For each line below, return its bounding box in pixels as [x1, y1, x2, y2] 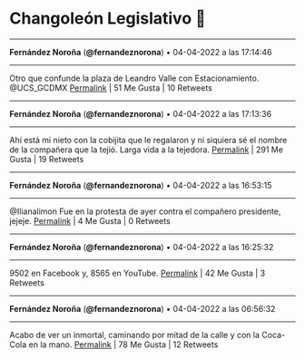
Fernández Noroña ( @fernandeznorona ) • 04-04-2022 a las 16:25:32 [9, 241, 274, 252]
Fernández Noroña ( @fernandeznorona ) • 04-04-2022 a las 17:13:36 [9, 108, 272, 119]
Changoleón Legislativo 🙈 [9, 8, 206, 29]
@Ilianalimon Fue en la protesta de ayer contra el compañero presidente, [9, 206, 281, 217]
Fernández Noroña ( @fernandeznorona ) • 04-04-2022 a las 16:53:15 [9, 179, 272, 190]
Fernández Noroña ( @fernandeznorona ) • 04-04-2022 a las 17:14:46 [9, 46, 272, 57]
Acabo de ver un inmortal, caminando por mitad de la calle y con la [9, 329, 261, 340]
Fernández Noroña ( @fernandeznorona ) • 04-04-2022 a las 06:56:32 [9, 303, 276, 314]
